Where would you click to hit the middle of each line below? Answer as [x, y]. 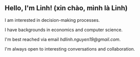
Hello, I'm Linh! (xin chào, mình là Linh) [66, 8]
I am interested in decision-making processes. [52, 20]
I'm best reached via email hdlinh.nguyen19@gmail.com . [63, 39]
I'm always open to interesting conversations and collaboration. [70, 49]
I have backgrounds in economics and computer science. [64, 30]
